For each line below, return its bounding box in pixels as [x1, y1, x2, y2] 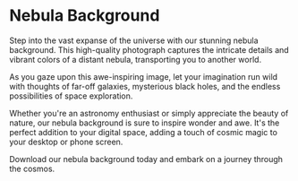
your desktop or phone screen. [9, 136, 123, 147]
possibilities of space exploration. [9, 90, 133, 101]
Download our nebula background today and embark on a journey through [9, 153, 284, 164]
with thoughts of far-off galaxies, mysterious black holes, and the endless [9, 81, 281, 91]
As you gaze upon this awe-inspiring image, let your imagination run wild [9, 71, 278, 82]
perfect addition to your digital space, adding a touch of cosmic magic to [9, 126, 277, 137]
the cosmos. [9, 163, 55, 174]
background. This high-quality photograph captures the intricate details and [9, 44, 289, 55]
